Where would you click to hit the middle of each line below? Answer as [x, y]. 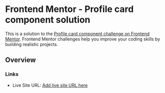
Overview [21, 60]
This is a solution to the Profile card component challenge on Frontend [77, 33]
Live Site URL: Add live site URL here [50, 85]
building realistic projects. [32, 44]
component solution [48, 20]
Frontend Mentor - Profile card [69, 9]
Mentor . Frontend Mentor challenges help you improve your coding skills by [83, 39]
